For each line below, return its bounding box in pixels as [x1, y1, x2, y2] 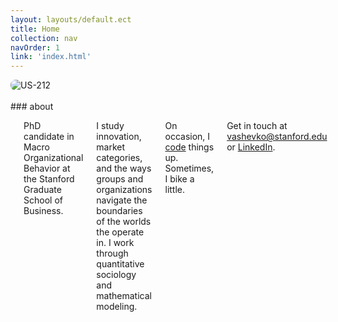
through [96, 247, 129, 260]
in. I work [96, 237, 135, 249]
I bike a [164, 173, 195, 185]
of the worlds [96, 216, 152, 228]
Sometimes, [164, 162, 215, 175]
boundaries [96, 205, 143, 217]
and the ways [96, 162, 152, 175]
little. [164, 184, 186, 196]
